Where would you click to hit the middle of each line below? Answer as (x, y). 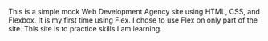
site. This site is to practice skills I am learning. (85, 29)
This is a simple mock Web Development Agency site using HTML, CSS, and (134, 12)
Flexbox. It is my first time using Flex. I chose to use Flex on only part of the (133, 20)
